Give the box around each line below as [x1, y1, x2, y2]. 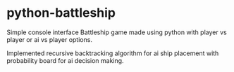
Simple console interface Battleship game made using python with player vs [6, 28, 227, 36]
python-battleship [6, 5, 116, 21]
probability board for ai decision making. [6, 56, 124, 64]
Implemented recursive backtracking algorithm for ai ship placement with [6, 49, 219, 57]
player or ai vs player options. [6, 35, 93, 43]
